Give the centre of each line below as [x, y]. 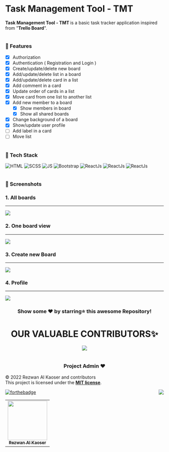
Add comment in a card [37, 85]
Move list [22, 137]
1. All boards [21, 198]
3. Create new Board [31, 254]
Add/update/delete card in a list [45, 80]
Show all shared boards [45, 114]
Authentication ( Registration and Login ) [54, 63]
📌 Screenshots [23, 184]
